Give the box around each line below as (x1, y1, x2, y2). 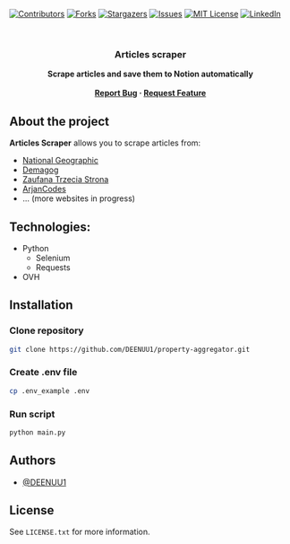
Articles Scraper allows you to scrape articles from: (9, 137, 201, 148)
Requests (35, 261, 71, 273)
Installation (9, 297, 73, 313)
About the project (9, 113, 110, 129)
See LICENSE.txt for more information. (9, 526, 150, 538)
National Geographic (21, 155, 98, 166)
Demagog (21, 164, 59, 175)
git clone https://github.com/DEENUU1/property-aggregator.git (9, 345, 251, 354)
